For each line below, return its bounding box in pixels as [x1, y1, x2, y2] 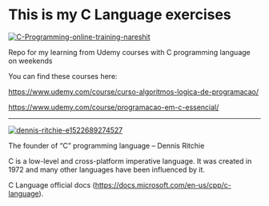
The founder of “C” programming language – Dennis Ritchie [8, 141, 205, 150]
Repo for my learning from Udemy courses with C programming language [8, 47, 251, 57]
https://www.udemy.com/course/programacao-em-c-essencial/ [8, 102, 219, 112]
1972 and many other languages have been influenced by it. [8, 164, 206, 174]
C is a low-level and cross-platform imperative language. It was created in [8, 156, 252, 165]
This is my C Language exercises [8, 6, 232, 24]
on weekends [8, 56, 53, 65]
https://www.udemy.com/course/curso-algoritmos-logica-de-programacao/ [8, 86, 259, 97]
